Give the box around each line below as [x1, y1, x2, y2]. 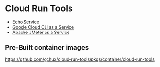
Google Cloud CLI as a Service [12, 24, 74, 30]
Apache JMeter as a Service [12, 29, 70, 35]
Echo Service [12, 19, 39, 25]
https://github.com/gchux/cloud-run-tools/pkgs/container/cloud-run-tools [5, 56, 155, 62]
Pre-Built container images [5, 43, 89, 51]
